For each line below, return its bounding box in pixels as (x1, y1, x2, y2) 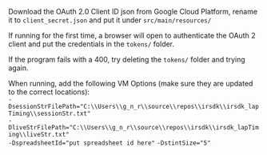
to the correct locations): (8, 87, 90, 97)
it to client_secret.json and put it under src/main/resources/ (8, 15, 212, 25)
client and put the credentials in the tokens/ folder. (8, 39, 174, 49)
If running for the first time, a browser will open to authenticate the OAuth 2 (8, 31, 256, 40)
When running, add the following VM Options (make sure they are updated (8, 79, 253, 88)
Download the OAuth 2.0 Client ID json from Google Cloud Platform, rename (8, 7, 258, 16)
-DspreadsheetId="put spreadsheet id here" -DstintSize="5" (8, 139, 211, 147)
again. (8, 63, 30, 73)
